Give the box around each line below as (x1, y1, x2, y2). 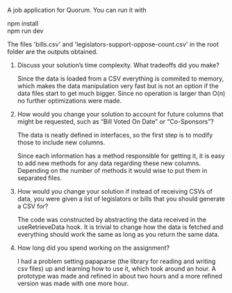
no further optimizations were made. (17, 97, 122, 105)
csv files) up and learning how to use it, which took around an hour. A (17, 265, 217, 273)
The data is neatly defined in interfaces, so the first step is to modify (17, 131, 213, 139)
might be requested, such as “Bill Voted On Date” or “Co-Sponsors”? (17, 117, 214, 126)
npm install (7, 19, 39, 27)
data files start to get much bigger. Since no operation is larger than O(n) (17, 90, 226, 97)
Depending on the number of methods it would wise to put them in (17, 167, 208, 174)
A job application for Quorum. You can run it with (7, 6, 147, 14)
